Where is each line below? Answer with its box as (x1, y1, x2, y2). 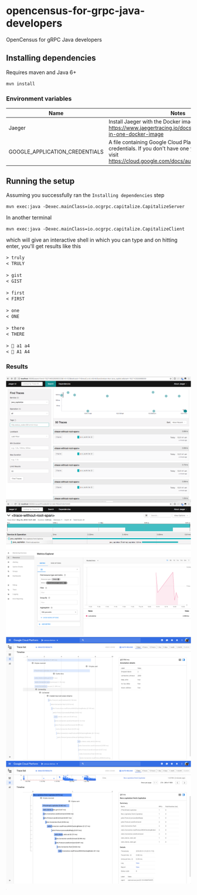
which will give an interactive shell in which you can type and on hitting (6, 236, 178, 243)
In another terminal (6, 214, 52, 221)
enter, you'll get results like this (6, 243, 81, 250)
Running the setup (6, 176, 75, 186)
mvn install (6, 81, 35, 86)
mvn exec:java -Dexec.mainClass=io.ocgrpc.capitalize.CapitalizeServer (6, 204, 185, 210)
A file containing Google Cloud (108, 139, 182, 146)
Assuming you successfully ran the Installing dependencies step (6, 192, 165, 199)
